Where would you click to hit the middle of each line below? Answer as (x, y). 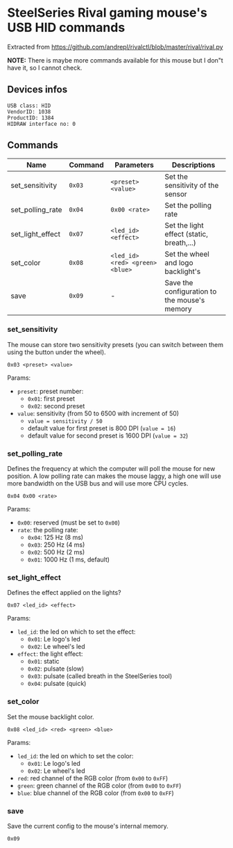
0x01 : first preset (51, 399)
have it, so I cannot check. (45, 67)
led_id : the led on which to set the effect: (76, 632)
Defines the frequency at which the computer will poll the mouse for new (111, 469)
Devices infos (37, 89)
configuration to (191, 291)
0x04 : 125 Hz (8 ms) (55, 538)
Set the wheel (187, 254)
